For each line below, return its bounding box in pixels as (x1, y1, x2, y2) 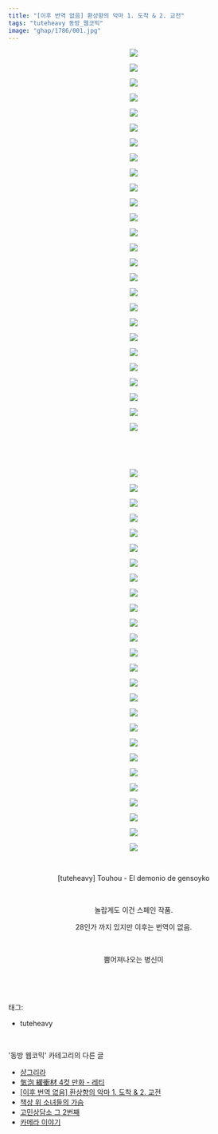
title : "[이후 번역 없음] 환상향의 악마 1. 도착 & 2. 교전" (8, 11, 185, 20)
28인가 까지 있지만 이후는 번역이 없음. (75, 922, 193, 932)
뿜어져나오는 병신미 (103, 955, 164, 965)
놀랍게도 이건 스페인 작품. (94, 906, 173, 915)
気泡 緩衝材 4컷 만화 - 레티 (19, 1077, 105, 1087)
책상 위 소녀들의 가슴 (19, 1097, 84, 1107)
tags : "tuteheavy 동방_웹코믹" (8, 19, 103, 27)
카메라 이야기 (19, 1117, 61, 1127)
